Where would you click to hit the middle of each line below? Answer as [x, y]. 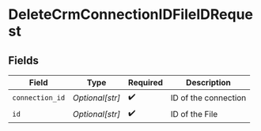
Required [146, 82]
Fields [24, 60]
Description [208, 82]
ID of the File [194, 114]
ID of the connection [208, 98]
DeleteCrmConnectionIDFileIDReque [130, 15]
